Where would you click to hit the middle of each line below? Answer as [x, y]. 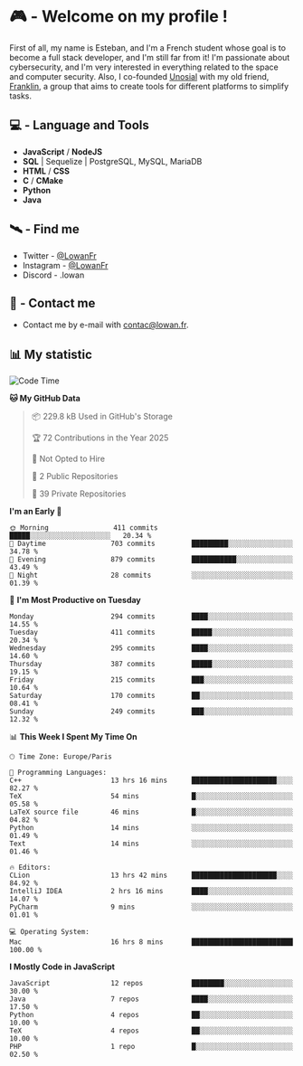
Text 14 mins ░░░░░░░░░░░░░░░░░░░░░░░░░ [151, 844]
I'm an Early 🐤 [36, 512]
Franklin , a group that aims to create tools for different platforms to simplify [149, 86]
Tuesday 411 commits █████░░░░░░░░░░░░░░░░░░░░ [151, 633]
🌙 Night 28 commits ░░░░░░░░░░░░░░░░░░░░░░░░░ [151, 575]
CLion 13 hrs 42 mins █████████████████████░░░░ [151, 876]
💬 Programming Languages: [58, 773]
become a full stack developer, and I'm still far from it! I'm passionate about [150, 57]
